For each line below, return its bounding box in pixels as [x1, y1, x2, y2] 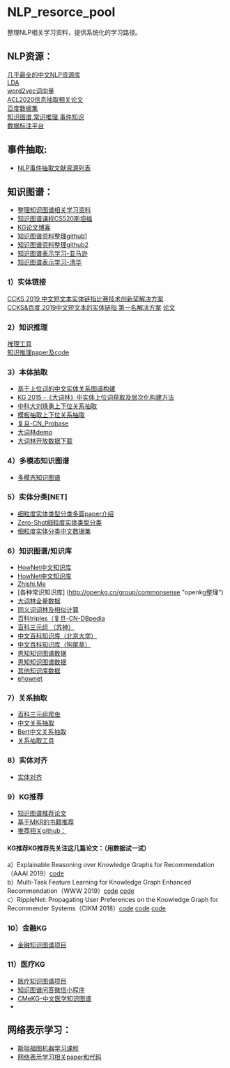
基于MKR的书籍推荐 [17, 818, 75, 827]
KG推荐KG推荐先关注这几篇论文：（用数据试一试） [7, 843, 151, 852]
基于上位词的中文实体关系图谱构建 [17, 384, 116, 393]
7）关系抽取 [7, 693, 47, 703]
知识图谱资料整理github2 [17, 241, 89, 249]
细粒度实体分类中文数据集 [17, 527, 91, 535]
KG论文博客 [17, 223, 51, 232]
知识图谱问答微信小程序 [17, 985, 85, 994]
